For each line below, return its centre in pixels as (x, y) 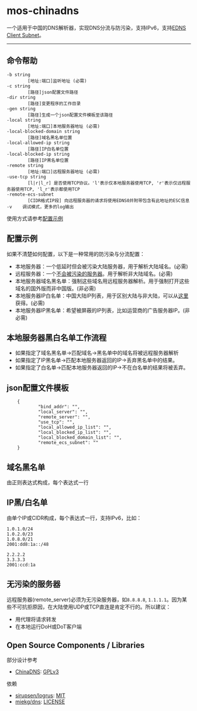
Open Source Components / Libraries (76, 645)
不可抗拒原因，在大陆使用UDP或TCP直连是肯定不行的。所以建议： (91, 607)
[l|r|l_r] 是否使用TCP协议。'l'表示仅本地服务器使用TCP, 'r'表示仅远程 (107, 183)
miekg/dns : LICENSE (40, 702)
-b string (19, 74)
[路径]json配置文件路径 (53, 92)
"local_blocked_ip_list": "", (75, 433)
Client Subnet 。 (25, 35)
